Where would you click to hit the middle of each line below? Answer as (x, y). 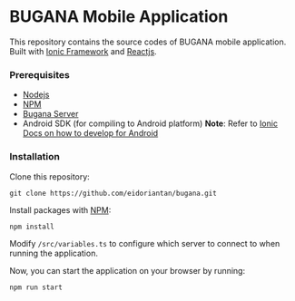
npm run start (36, 287)
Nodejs (36, 95)
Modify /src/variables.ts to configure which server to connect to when (145, 243)
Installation (35, 157)
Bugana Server (50, 114)
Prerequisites (39, 74)
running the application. (54, 253)
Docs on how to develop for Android (90, 133)
